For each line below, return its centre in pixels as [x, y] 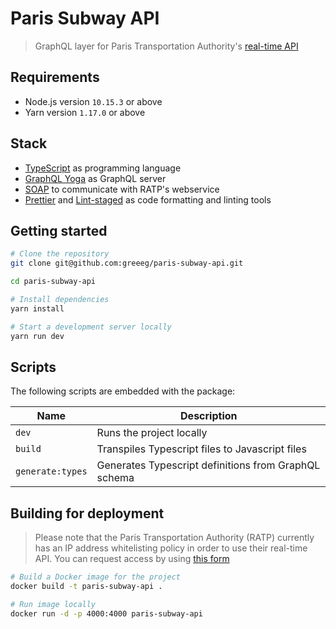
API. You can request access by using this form [132, 559]
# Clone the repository [60, 254]
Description [209, 416]
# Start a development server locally [91, 327]
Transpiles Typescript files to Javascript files [201, 449]
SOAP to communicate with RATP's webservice [122, 189]
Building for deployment [87, 513]
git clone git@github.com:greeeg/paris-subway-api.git [127, 263]
